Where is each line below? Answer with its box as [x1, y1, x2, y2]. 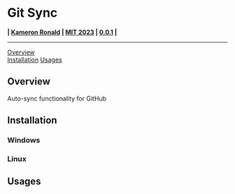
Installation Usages [7, 55, 62, 64]
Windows [7, 135, 41, 145]
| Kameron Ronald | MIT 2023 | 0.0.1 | [7, 28, 117, 36]
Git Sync [7, 5, 58, 21]
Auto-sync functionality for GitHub [7, 94, 107, 103]
